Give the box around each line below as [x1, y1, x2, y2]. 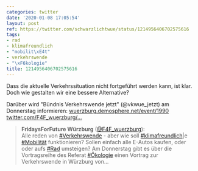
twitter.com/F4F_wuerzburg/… [6, 114, 82, 121]
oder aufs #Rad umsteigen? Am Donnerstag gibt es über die [21, 145, 172, 153]
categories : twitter [6, 9, 59, 15]
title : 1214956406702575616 [6, 65, 78, 72]
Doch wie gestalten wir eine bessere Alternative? [6, 89, 129, 96]
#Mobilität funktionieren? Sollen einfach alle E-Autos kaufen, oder [21, 139, 186, 146]
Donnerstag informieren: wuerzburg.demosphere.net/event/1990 [6, 107, 169, 115]
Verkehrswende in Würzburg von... [21, 158, 109, 166]
